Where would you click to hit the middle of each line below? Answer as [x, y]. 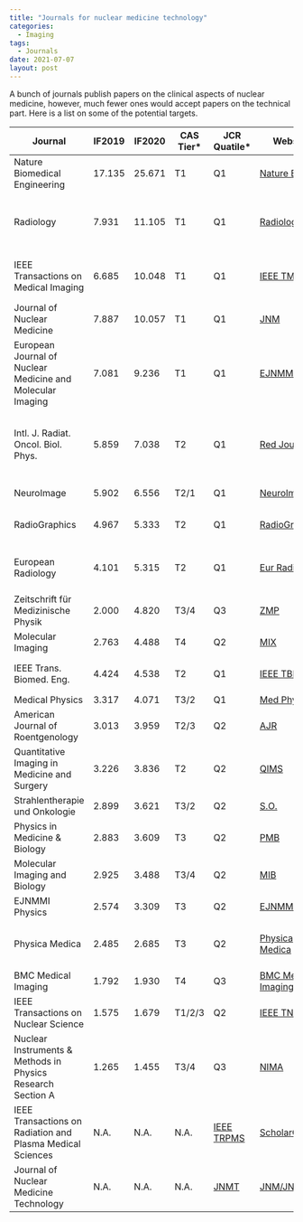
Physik [28, 622]
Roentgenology [46, 737]
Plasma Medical [47, 1143]
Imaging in [36, 763]
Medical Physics [49, 700]
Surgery [31, 785]
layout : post [34, 69]
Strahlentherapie [49, 800]
